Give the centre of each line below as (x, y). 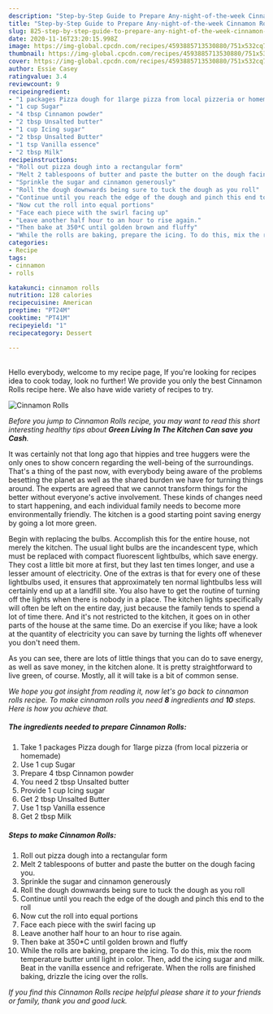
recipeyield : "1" (38, 325)
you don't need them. (44, 642)
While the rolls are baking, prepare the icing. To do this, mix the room (136, 951)
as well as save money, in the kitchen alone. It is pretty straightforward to (131, 667)
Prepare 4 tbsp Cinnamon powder (77, 773)
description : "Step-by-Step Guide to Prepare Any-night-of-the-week (127, 16)
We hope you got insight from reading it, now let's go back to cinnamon (129, 691)
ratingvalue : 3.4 (38, 76)
